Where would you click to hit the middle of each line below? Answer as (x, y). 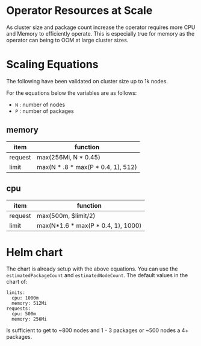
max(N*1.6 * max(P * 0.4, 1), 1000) (89, 225)
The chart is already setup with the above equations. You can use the (92, 269)
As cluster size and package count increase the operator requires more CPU (101, 27)
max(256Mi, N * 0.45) (69, 157)
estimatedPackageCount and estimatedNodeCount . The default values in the (97, 275)
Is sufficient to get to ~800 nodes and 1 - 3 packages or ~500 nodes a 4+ (97, 330)
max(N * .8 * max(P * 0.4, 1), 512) (87, 167)
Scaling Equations (52, 65)
